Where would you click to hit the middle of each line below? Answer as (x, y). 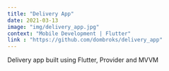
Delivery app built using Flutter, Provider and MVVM (83, 60)
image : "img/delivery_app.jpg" (53, 27)
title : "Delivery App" (41, 14)
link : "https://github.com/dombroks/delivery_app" (85, 40)
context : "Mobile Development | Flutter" (69, 33)
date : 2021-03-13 (33, 20)
